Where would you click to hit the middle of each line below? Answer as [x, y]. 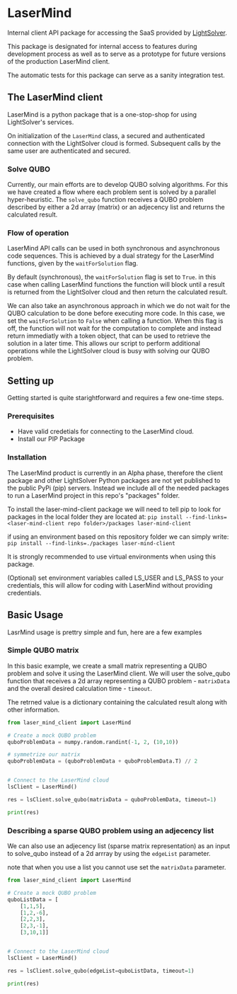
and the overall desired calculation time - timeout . [80, 688]
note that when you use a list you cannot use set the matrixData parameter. [117, 867]
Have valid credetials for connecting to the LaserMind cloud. [106, 432]
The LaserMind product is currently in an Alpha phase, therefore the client [115, 473]
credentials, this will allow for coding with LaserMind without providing [110, 585]
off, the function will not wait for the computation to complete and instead [114, 329]
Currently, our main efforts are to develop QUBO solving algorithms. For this [118, 185]
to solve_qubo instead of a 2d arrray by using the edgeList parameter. [109, 854]
